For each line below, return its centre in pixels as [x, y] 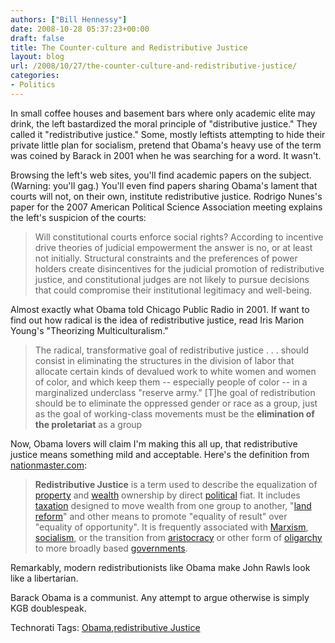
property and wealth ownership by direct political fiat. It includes [167, 495]
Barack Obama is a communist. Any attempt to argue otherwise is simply [160, 597]
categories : [35, 76]
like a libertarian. [44, 578]
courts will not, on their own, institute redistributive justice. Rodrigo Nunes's [166, 196]
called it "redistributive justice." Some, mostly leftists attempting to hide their [168, 134]
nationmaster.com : [49, 465]
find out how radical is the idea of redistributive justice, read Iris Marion [157, 320]
